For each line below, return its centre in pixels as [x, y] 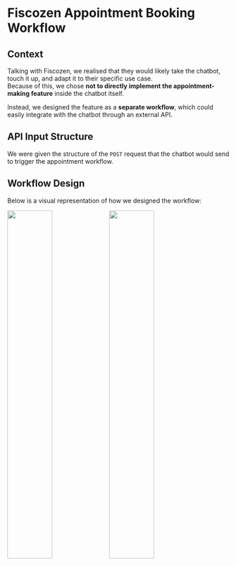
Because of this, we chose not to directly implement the [90, 86]
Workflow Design [46, 184]
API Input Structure [50, 137]
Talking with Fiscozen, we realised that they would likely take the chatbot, [114, 71]
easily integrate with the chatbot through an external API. [90, 115]
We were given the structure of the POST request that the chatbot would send [118, 154]
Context [25, 54]
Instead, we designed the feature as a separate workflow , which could [110, 107]
